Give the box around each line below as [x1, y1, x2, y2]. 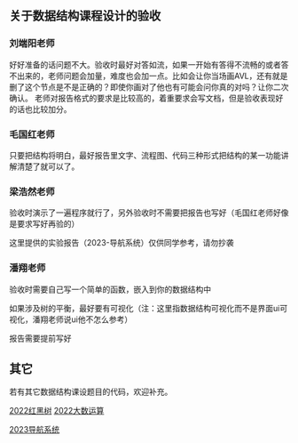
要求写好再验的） [16, 219, 80, 230]
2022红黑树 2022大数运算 [9, 406, 105, 416]
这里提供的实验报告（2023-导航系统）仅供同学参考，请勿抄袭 [9, 238, 234, 248]
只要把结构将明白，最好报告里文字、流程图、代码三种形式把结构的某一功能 [9, 149, 281, 160]
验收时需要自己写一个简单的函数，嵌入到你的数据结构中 [9, 284, 211, 294]
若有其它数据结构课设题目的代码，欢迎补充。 [9, 386, 173, 398]
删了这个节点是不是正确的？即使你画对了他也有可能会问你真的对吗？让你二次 [9, 81, 289, 92]
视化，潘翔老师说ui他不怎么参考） [9, 314, 133, 325]
